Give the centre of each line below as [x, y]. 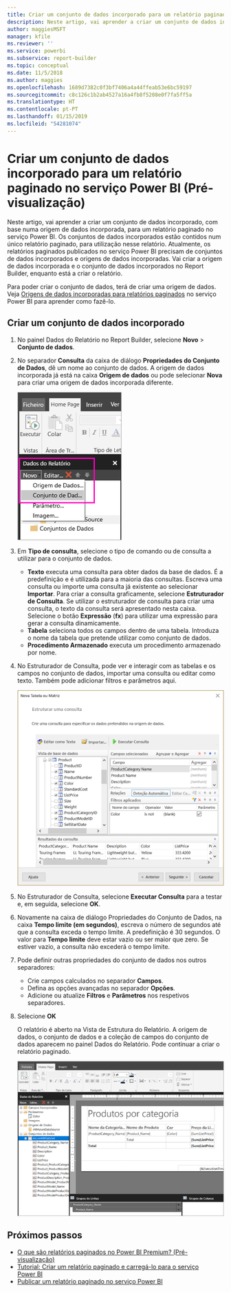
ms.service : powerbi [37, 51]
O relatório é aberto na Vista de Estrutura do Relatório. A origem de [112, 1029]
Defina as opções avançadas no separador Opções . [101, 988]
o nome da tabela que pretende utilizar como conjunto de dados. [119, 638]
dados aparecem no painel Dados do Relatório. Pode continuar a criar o [118, 1044]
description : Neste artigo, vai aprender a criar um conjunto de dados [112, 22]
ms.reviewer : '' [30, 44]
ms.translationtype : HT [41, 102]
